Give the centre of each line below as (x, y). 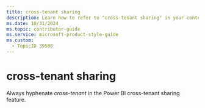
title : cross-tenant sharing (43, 12)
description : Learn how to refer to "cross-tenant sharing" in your (95, 18)
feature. (16, 99)
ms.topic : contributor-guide (43, 29)
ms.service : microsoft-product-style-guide (63, 35)
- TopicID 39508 (32, 46)
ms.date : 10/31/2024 (33, 23)
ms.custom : (20, 40)
